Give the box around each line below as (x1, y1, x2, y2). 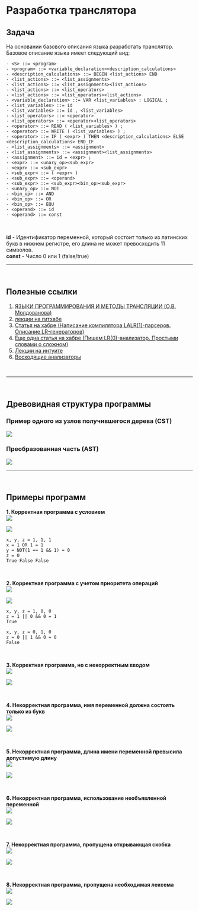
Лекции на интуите (14, 347, 63, 354)
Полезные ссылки (6, 287, 78, 297)
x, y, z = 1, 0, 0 (6, 608, 52, 614)
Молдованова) (14, 309, 52, 316)
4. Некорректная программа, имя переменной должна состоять (6, 701, 175, 708)
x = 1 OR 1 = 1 (6, 542, 44, 548)
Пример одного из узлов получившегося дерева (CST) (6, 417, 172, 425)
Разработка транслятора (6, 4, 137, 17)
